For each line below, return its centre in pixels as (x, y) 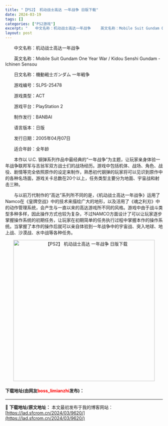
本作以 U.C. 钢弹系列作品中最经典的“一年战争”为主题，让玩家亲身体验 (85, 159)
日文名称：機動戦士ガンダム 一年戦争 (52, 74)
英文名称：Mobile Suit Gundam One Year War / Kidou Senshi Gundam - (87, 58)
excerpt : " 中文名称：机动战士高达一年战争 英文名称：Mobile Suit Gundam (82, 28)
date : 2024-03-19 (23, 14)
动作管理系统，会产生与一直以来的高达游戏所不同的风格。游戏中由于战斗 (84, 207)
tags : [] (14, 19)
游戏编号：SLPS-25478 (38, 85)
